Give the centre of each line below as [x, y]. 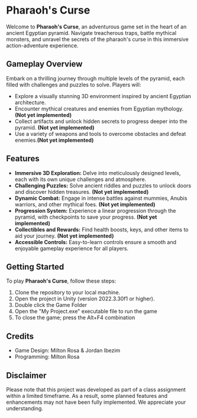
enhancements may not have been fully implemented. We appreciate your [96, 402]
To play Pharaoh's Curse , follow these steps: [61, 281]
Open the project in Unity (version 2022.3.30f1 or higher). [85, 299]
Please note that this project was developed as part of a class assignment [96, 390]
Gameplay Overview [44, 64]
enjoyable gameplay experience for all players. [72, 248]
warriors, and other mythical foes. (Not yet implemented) [85, 204]
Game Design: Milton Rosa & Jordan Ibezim [67, 351]
